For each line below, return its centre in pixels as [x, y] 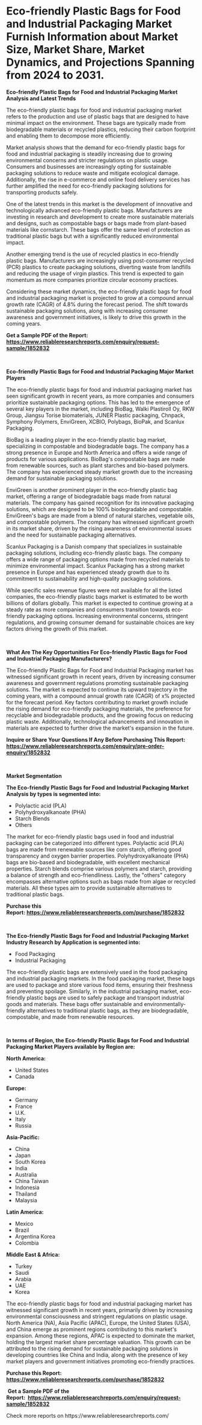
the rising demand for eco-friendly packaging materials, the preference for [99, 709]
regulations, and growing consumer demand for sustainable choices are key [100, 622]
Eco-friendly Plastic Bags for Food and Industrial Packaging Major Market [100, 371]
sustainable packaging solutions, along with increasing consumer [87, 311]
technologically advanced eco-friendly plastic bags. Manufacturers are [94, 210]
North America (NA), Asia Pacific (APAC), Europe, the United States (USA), [99, 1322]
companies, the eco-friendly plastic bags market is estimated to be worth [97, 596]
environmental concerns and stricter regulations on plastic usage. [88, 160]
